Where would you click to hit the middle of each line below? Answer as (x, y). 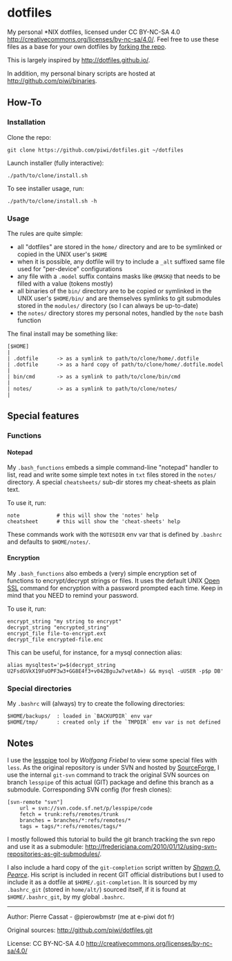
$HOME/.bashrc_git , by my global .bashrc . (66, 897)
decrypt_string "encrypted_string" (58, 628)
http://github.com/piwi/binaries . (52, 80)
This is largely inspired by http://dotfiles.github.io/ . (79, 60)
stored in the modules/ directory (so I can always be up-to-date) (108, 305)
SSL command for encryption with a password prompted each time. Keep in (115, 588)
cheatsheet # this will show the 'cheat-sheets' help (94, 522)
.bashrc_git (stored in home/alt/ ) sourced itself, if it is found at (97, 889)
